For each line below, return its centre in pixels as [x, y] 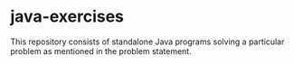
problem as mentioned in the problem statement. [101, 51]
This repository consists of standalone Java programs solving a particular [147, 42]
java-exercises [67, 17]
